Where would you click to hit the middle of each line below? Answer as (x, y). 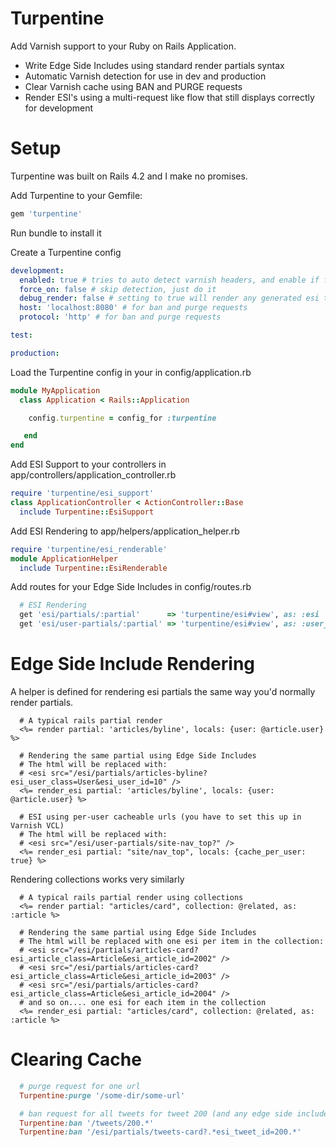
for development (59, 108)
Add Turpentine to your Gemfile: (76, 195)
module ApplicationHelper (64, 558)
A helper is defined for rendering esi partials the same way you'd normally (163, 691)
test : (21, 335)
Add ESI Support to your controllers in (88, 464)
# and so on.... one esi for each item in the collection (143, 1002)
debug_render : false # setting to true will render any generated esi (169, 298)
